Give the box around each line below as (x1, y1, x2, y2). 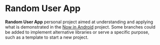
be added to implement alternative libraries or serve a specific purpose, (5, 29, 150, 35)
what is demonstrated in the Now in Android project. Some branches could (5, 24, 156, 30)
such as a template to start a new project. (5, 34, 89, 40)
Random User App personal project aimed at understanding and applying (5, 19, 153, 25)
